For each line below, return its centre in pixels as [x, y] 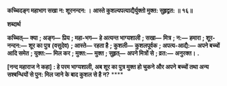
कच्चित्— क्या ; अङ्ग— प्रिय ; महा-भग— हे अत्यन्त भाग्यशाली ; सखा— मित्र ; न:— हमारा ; [106, 38]
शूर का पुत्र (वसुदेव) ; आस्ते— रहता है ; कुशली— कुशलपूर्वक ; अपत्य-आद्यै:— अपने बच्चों [124, 45]
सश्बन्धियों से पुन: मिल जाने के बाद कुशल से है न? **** [65, 74]
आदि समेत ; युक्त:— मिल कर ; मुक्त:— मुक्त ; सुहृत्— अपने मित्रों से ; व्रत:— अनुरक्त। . [103, 53]
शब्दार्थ [14, 24]
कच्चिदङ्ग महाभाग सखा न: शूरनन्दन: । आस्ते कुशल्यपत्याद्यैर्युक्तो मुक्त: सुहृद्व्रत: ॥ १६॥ [100, 11]
